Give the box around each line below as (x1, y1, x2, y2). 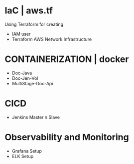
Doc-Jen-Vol (11, 75, 38, 81)
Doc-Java (11, 70, 32, 76)
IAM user (11, 31, 31, 37)
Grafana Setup (11, 148, 42, 154)
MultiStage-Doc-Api (11, 80, 53, 86)
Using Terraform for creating (4, 21, 63, 27)
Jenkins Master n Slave (11, 114, 60, 120)
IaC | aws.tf (4, 5, 53, 16)
